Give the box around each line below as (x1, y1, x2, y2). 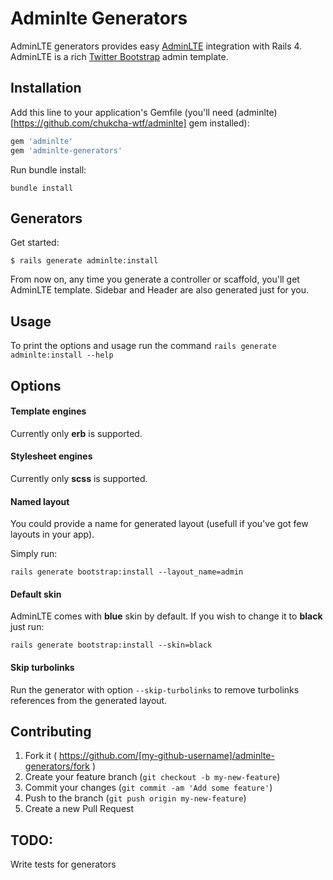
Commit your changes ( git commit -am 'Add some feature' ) (24, 782, 273, 794)
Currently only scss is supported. (10, 472, 148, 484)
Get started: (10, 237, 60, 249)
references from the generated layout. (10, 694, 168, 706)
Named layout (10, 495, 70, 507)
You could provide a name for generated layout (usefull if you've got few (10, 518, 309, 530)
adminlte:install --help (10, 350, 114, 361)
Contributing (10, 723, 92, 740)
